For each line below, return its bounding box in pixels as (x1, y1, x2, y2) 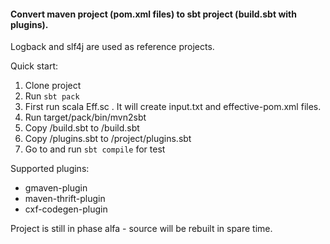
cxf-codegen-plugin (24, 203, 108, 215)
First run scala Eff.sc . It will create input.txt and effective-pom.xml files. (24, 101, 322, 113)
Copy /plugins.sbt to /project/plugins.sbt (24, 133, 192, 145)
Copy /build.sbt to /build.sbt (24, 122, 140, 134)
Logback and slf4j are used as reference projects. (10, 41, 215, 53)
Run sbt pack (24, 90, 80, 102)
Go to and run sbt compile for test (24, 143, 166, 155)
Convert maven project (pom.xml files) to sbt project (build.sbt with (10, 8, 297, 20)
